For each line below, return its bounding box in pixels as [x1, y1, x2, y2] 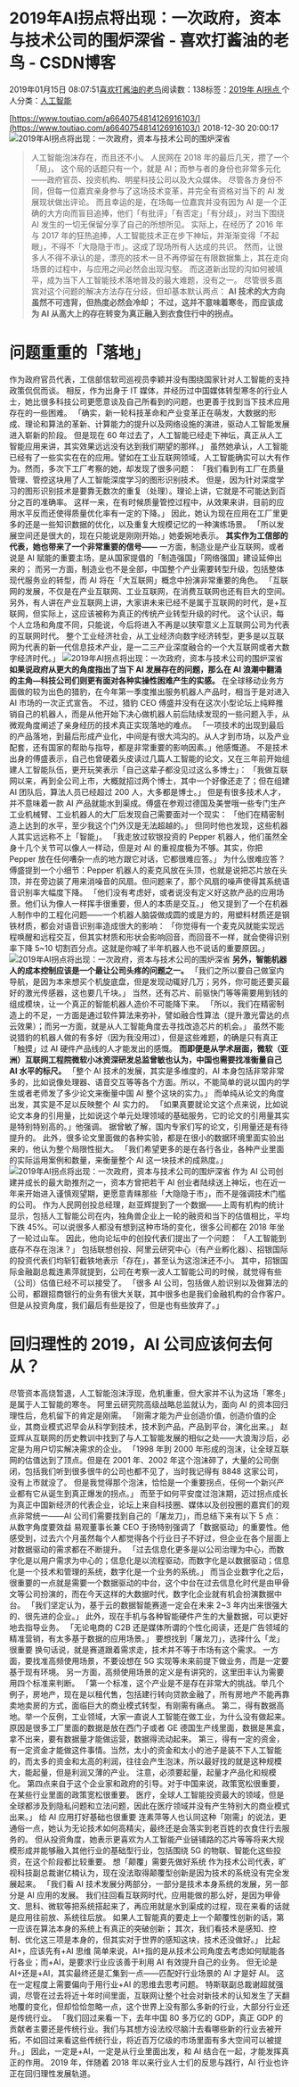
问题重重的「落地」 [9, 343, 150, 363]
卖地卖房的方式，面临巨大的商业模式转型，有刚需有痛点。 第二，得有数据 [9, 1700, 277, 1710]
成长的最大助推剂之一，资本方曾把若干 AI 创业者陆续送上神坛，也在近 [24, 1177, 279, 1188]
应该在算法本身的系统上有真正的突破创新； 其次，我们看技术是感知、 [16, 1923, 269, 1934]
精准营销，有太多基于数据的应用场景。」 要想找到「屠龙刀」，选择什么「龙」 [9, 1633, 285, 1644]
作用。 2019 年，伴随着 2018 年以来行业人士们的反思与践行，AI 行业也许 [24, 2057, 289, 2067]
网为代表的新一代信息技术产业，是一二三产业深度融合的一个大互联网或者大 [9, 642, 282, 652]
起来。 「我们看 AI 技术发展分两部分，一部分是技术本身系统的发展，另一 [16, 1878, 281, 1889]
